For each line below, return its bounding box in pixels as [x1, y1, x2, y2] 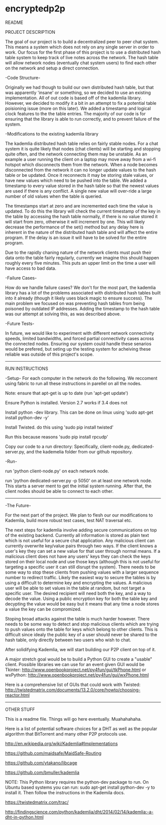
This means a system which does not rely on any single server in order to [5, 44, 155, 50]
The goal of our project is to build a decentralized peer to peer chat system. [5, 38, 159, 45]
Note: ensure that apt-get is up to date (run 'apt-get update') [5, 390, 128, 396]
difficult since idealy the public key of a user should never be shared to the [5, 631, 157, 637]
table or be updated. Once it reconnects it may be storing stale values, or [5, 172, 154, 178]
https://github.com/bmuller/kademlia [5, 769, 80, 775]
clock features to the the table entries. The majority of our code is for [5, 110, 146, 117]
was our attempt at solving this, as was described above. [5, 311, 121, 317]
